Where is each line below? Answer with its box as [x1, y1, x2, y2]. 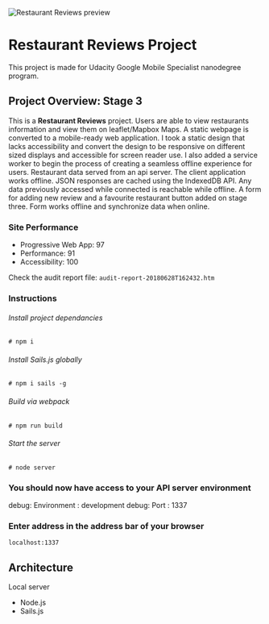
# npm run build [8, 422, 63, 430]
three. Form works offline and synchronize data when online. [8, 202, 210, 211]
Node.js [19, 597, 47, 608]
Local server [8, 582, 50, 592]
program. [8, 71, 39, 81]
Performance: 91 [19, 248, 75, 258]
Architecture [8, 560, 74, 574]
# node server [8, 464, 56, 472]
